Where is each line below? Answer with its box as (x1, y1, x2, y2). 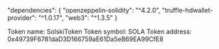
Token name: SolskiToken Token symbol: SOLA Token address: (7, 28, 192, 36)
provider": (7, 13, 37, 22)
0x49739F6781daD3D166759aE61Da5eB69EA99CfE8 (7, 35, 164, 43)
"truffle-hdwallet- (161, 6, 213, 14)
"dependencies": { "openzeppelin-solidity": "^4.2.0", (7, 6, 161, 14)
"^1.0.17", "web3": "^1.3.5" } (38, 13, 118, 22)
